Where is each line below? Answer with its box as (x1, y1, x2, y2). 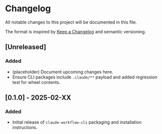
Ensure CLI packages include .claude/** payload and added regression (12, 74, 158, 80)
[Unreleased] (5, 43, 47, 52)
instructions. (12, 125, 38, 131)
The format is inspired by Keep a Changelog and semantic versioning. (5, 28, 146, 34)
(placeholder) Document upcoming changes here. (12, 69, 113, 75)
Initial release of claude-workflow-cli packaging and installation (12, 119, 142, 125)
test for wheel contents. (12, 79, 60, 85)
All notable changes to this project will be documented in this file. (5, 19, 137, 25)
